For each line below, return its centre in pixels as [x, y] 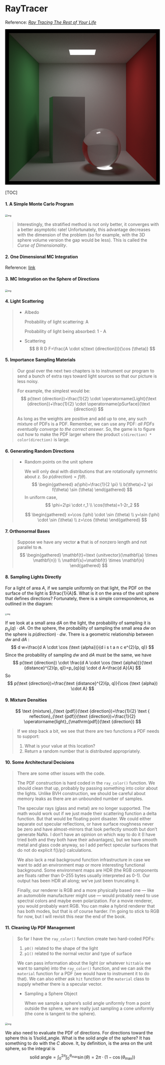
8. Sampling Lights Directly [33, 577]
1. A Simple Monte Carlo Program [39, 204]
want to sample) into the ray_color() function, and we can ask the [84, 968]
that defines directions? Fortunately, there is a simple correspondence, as [80, 598]
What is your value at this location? [60, 746]
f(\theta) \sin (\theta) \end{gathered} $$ [92, 490]
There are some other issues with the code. [61, 773]
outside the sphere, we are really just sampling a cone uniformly [89, 1008]
